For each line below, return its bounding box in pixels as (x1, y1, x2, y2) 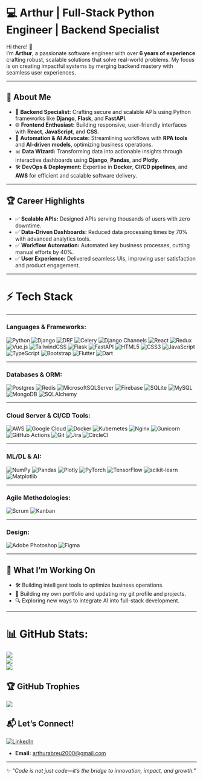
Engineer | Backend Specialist (6, 23, 159, 37)
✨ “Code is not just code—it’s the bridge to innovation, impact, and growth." (6, 767, 196, 774)
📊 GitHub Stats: (6, 627, 89, 641)
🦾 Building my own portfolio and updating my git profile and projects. (14, 590, 186, 598)
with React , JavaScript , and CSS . (14, 128, 100, 135)
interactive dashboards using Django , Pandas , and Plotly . (14, 156, 160, 164)
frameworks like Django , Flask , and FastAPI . (14, 115, 127, 122)
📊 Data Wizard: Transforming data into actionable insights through (14, 147, 183, 155)
